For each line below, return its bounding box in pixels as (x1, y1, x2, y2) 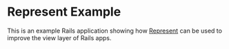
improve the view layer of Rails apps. (7, 33, 112, 42)
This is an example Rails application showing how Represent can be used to (7, 27, 223, 35)
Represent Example (7, 4, 121, 20)
